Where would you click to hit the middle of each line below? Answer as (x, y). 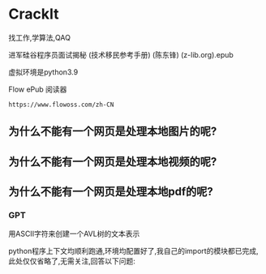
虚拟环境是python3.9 (43, 72)
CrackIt (34, 14)
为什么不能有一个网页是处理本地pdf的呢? (111, 192)
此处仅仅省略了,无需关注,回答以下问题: (72, 261)
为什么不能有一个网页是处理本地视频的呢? (113, 162)
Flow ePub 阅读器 (38, 89)
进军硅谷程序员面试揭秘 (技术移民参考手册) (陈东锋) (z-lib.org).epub (121, 54)
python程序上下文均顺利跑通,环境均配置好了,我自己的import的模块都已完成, (133, 251)
